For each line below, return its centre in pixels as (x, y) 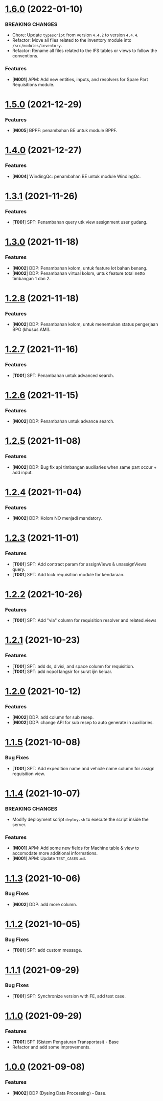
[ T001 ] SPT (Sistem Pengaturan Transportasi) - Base (65, 1042)
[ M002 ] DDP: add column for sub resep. (53, 717)
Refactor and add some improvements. (51, 1047)
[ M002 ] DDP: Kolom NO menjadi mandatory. (57, 518)
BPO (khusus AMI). (31, 329)
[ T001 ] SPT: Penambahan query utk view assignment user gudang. (80, 222)
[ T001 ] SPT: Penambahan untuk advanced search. (63, 375)
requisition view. (29, 774)
